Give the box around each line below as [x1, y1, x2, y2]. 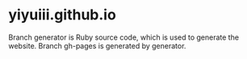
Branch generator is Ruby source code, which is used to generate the [8, 32, 240, 42]
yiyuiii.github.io [8, 6, 117, 24]
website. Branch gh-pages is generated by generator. [8, 40, 186, 50]
